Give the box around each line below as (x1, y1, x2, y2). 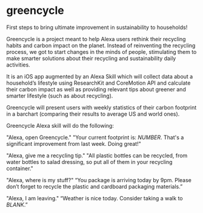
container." (6, 165, 33, 172)
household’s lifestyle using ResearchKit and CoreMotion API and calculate (6, 79, 191, 87)
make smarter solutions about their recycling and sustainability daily (6, 54, 176, 62)
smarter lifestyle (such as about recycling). (6, 92, 113, 99)
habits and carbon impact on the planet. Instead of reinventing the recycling (6, 42, 196, 49)
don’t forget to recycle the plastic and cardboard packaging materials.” (6, 183, 183, 190)
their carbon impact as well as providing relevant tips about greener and (6, 85, 186, 93)
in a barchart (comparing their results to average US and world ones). (6, 110, 180, 117)
